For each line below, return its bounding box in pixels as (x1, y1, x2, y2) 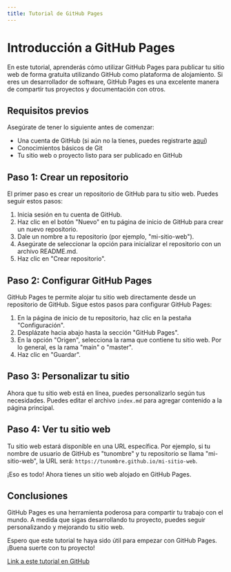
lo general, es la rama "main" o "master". (17, 343, 133, 351)
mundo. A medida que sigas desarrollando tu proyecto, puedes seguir (7, 516, 205, 524)
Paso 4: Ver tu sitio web (7, 423, 111, 436)
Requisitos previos (7, 104, 89, 116)
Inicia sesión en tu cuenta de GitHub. (17, 210, 123, 219)
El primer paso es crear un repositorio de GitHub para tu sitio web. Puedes (7, 190, 219, 198)
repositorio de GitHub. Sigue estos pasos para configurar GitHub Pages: (7, 300, 212, 308)
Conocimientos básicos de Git (17, 144, 103, 152)
